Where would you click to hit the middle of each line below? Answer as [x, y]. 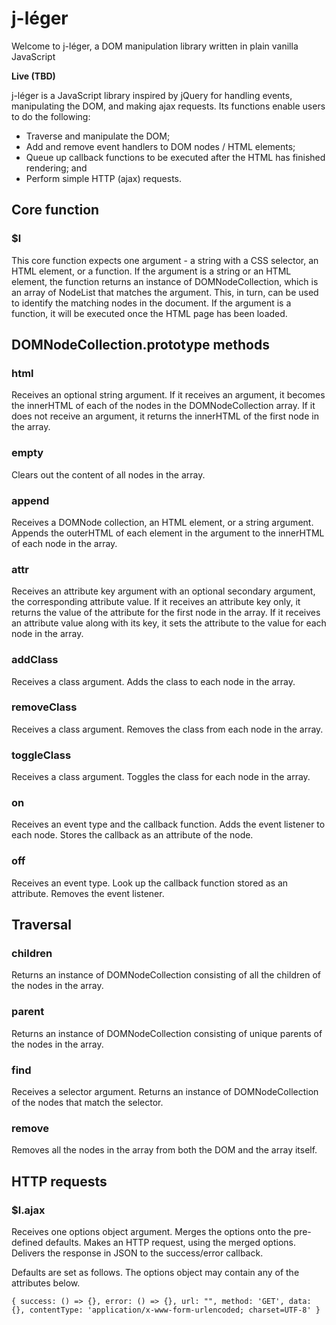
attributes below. [46, 1283]
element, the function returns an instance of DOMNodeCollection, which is [165, 281]
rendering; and [56, 168]
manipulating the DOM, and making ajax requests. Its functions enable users [168, 106]
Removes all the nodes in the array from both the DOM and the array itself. [164, 1150]
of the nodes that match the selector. [87, 1102]
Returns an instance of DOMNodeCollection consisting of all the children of [166, 975]
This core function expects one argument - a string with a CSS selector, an [165, 260]
